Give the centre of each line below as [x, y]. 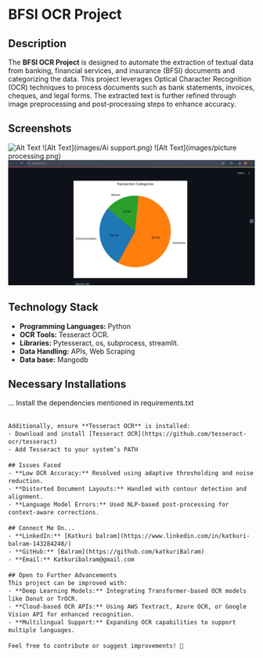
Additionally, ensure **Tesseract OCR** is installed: [99, 426]
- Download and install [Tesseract [66, 434]
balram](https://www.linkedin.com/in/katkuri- [173, 536]
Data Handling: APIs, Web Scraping [77, 351]
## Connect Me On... [42, 528]
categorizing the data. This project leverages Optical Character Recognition [130, 79]
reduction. [26, 481]
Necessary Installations [67, 384]
